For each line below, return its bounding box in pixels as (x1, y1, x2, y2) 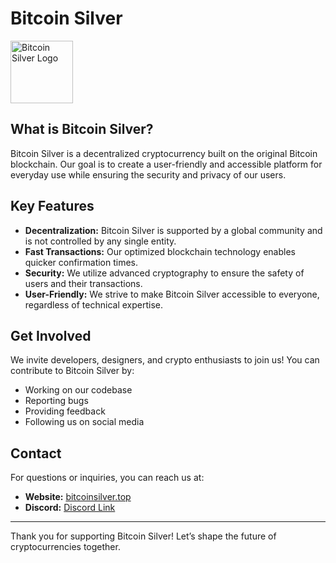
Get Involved (10, 327, 92, 344)
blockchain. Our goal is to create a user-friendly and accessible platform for (10, 158, 323, 170)
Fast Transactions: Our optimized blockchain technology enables (24, 245, 296, 257)
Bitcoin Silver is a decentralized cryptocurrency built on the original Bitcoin (10, 147, 318, 159)
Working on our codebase (24, 384, 133, 396)
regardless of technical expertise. (24, 298, 163, 311)
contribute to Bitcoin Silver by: (10, 365, 135, 377)
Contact (10, 445, 62, 462)
